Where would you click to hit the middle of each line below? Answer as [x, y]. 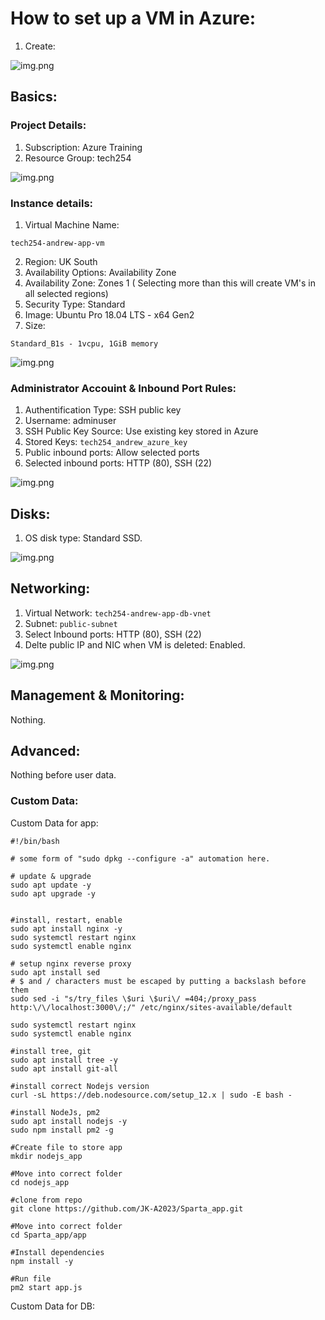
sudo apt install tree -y [64, 1060]
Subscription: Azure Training [83, 147]
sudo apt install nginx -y [66, 928]
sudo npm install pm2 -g [62, 1130]
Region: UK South [61, 261]
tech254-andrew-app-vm [57, 243]
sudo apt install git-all [64, 1068]
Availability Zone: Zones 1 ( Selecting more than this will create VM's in [170, 283]
